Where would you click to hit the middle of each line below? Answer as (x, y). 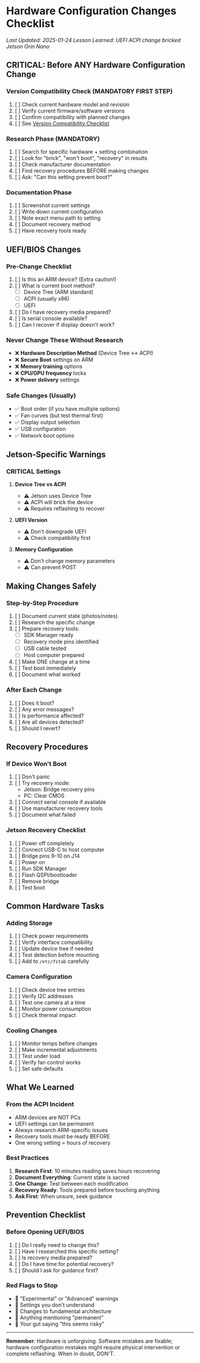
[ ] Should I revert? (37, 728)
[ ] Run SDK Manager (41, 868)
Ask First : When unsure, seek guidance (63, 1196)
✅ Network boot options (44, 435)
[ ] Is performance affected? (49, 715)
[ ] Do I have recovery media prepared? (63, 312)
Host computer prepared (54, 655)
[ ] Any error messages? (44, 709)
